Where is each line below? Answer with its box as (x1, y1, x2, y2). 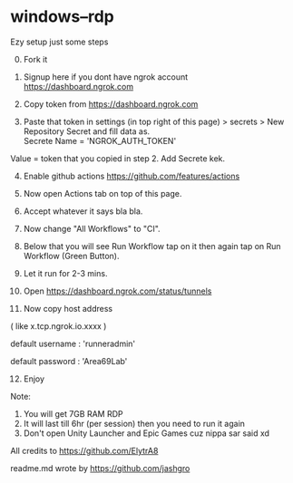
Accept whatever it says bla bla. (23, 206, 143, 217)
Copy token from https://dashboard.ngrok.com (23, 98, 199, 110)
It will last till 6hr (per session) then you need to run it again (23, 418, 246, 429)
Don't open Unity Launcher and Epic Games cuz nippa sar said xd (23, 428, 270, 439)
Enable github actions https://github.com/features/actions (23, 170, 240, 181)
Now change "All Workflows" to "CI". (23, 223, 161, 234)
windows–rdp (10, 6, 114, 27)
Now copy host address (23, 303, 112, 314)
